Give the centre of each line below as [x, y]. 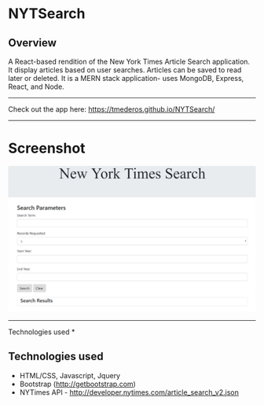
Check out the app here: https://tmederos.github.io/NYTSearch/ [112, 109]
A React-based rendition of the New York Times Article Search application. [129, 61]
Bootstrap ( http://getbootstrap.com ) [77, 384]
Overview [33, 43]
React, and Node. [36, 87]
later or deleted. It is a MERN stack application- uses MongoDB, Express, [126, 78]
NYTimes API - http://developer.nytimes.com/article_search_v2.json [129, 392]
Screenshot [47, 148]
